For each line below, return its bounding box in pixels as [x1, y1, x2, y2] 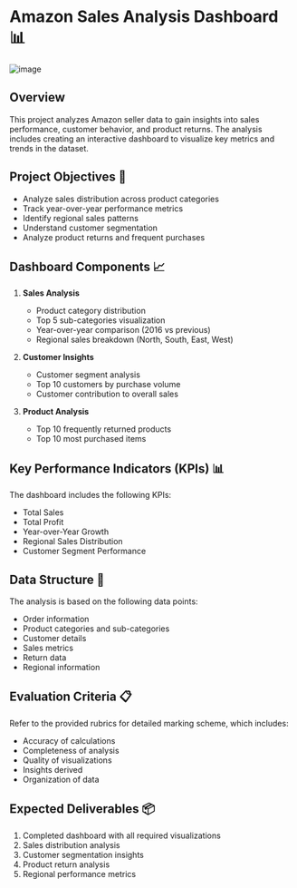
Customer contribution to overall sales [35, 388, 179, 400]
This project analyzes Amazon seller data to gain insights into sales [9, 113, 260, 124]
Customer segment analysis [35, 369, 140, 380]
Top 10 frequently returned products [35, 424, 172, 434]
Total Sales [22, 507, 64, 518]
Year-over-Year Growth [22, 526, 110, 537]
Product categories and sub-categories [22, 623, 170, 634]
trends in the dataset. [9, 142, 89, 153]
